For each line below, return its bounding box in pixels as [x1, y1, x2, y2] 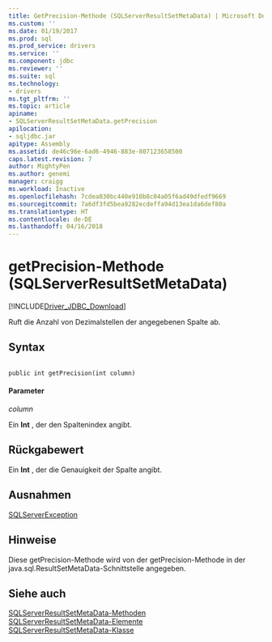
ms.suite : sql [8, 72, 57, 80]
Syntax [8, 341, 45, 355]
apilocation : [8, 125, 53, 133]
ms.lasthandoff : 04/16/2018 [8, 223, 104, 231]
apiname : [8, 110, 38, 118]
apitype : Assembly [8, 139, 70, 148]
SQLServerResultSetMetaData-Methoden [8, 608, 147, 618]
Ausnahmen [8, 488, 71, 502]
